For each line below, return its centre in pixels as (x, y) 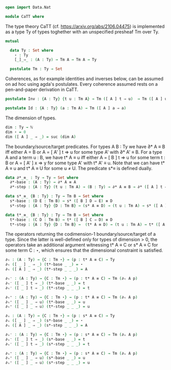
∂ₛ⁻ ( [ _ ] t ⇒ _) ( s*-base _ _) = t (45, 339)
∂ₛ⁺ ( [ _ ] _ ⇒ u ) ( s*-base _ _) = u (45, 358)
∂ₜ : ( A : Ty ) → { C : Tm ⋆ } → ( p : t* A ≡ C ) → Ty (60, 260)
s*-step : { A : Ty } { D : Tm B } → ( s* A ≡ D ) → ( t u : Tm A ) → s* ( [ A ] (89, 206)
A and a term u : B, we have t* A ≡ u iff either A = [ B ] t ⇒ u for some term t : (85, 157)
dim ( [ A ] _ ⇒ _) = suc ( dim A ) (41, 137)
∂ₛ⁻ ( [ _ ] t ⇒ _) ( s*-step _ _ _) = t (48, 344)
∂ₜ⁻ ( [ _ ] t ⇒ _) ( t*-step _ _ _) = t (48, 288)
